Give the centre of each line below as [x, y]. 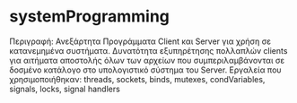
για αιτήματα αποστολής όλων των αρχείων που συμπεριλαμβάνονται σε [147, 60]
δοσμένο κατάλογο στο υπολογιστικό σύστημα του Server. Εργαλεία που [145, 70]
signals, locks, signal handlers [65, 89]
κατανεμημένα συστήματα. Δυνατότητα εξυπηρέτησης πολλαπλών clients [148, 50]
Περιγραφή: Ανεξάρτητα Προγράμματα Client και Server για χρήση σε [140, 41]
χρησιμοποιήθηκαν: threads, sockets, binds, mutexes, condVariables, [137, 79]
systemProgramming [90, 17]
